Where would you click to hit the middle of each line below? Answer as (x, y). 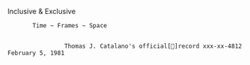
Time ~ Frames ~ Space (70, 26)
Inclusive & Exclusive (42, 11)
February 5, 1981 (36, 53)
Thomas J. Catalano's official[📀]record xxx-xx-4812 (153, 46)
